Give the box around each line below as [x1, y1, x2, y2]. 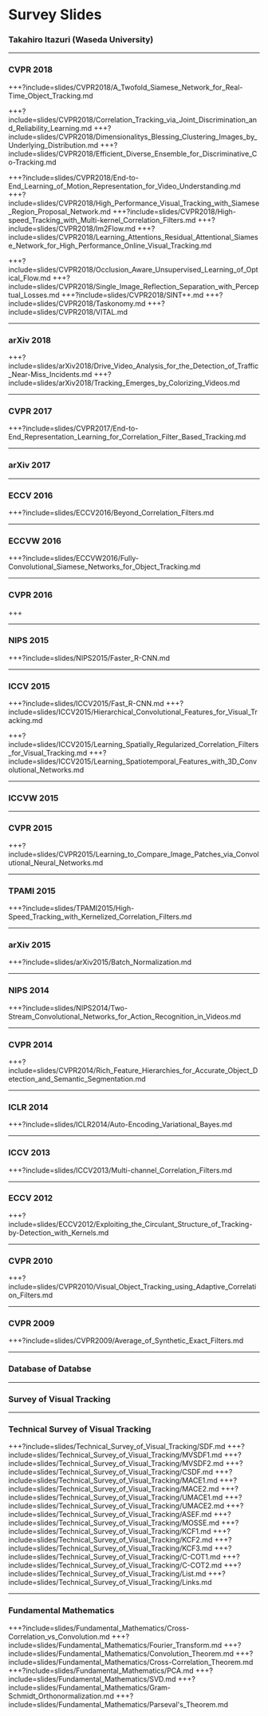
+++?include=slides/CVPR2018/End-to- [8, 173, 140, 182]
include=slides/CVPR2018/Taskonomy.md [8, 298, 146, 308]
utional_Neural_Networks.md [8, 857, 104, 868]
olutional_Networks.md [8, 765, 85, 775]
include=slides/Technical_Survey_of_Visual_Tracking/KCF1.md [8, 1527, 211, 1536]
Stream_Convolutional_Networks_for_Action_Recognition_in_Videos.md [8, 1011, 242, 1021]
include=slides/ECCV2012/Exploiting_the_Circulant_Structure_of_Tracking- [8, 1219, 253, 1229]
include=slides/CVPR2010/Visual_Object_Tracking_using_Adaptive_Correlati [8, 1282, 257, 1292]
